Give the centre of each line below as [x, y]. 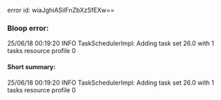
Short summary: [31, 66]
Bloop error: [28, 28]
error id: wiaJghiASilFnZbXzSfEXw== [61, 10]
